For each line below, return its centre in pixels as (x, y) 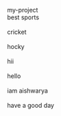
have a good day (31, 105)
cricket (17, 32)
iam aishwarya (27, 90)
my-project (23, 10)
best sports (23, 17)
